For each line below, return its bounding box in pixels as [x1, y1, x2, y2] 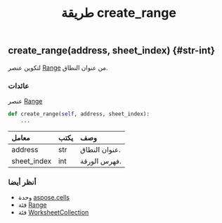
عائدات [8, 81, 30, 91]
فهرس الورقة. [80, 156, 122, 166]
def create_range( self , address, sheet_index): [8, 110, 150, 117]
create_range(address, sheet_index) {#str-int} [8, 44, 216, 57]
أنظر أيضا [8, 177, 37, 187]
